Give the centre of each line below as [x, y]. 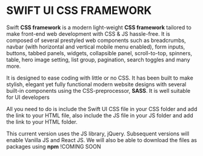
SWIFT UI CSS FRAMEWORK [79, 11]
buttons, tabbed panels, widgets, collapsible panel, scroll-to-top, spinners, [99, 53]
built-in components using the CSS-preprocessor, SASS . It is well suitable [98, 90]
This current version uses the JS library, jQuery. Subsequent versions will [98, 134]
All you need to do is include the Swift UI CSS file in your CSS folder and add [102, 109]
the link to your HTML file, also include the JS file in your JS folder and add [100, 115]
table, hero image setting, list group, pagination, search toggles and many [98, 59]
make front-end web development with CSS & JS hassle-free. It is [88, 33]
